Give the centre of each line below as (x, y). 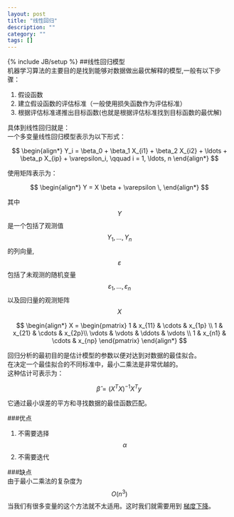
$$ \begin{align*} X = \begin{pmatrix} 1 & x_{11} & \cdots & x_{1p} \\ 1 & (119, 325)
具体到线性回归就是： (38, 128)
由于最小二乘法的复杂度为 (45, 481)
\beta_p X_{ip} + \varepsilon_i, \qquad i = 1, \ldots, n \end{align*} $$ (119, 158)
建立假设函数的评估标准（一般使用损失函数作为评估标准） (102, 103)
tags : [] (20, 41)
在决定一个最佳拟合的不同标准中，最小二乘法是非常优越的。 (95, 364)
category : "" (27, 34)
